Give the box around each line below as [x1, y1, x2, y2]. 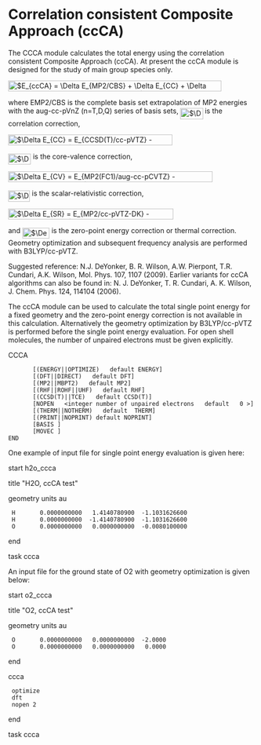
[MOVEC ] [32, 428, 61, 436]
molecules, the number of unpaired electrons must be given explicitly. [8, 335, 234, 345]
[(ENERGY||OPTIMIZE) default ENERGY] [32, 366, 163, 374]
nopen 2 [11, 701, 37, 709]
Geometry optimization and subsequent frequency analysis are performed [8, 238, 248, 248]
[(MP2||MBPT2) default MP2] [32, 379, 132, 388]
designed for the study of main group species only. [8, 64, 173, 74]
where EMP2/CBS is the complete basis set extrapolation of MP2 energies [8, 98, 248, 108]
